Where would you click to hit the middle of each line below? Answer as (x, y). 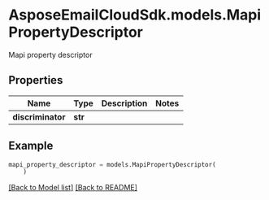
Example (31, 146)
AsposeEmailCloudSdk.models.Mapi (135, 15)
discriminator (39, 117)
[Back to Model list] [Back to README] (73, 188)
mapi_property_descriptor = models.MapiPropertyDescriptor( (113, 164)
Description (124, 103)
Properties (36, 80)
